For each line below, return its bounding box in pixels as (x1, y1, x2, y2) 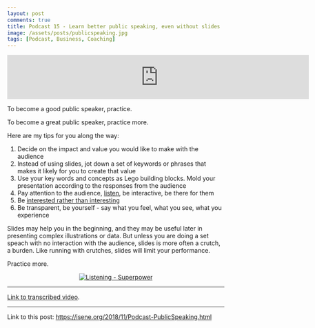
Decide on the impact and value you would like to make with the (17, 145, 199, 153)
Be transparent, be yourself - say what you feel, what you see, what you (17, 204, 222, 212)
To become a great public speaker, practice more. (7, 118, 149, 126)
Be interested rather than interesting (17, 196, 121, 204)
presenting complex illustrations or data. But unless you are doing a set (7, 232, 209, 240)
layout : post (7, 10, 45, 17)
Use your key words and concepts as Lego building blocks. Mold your (17, 174, 216, 183)
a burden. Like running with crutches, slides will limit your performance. (7, 247, 210, 255)
